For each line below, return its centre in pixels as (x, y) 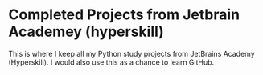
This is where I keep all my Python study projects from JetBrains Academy (131, 53)
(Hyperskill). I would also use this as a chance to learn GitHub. (111, 62)
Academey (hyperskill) (86, 32)
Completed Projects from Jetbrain (124, 15)
